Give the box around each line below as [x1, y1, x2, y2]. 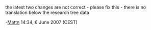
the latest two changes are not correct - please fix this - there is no [5, 4, 146, 10]
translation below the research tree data [5, 9, 89, 15]
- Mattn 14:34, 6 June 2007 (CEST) [5, 19, 78, 25]
